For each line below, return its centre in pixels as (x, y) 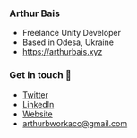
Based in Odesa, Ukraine (68, 42)
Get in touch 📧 (40, 75)
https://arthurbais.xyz (62, 52)
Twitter (35, 95)
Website (38, 114)
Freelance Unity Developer (71, 33)
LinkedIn (38, 104)
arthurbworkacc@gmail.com (75, 123)
